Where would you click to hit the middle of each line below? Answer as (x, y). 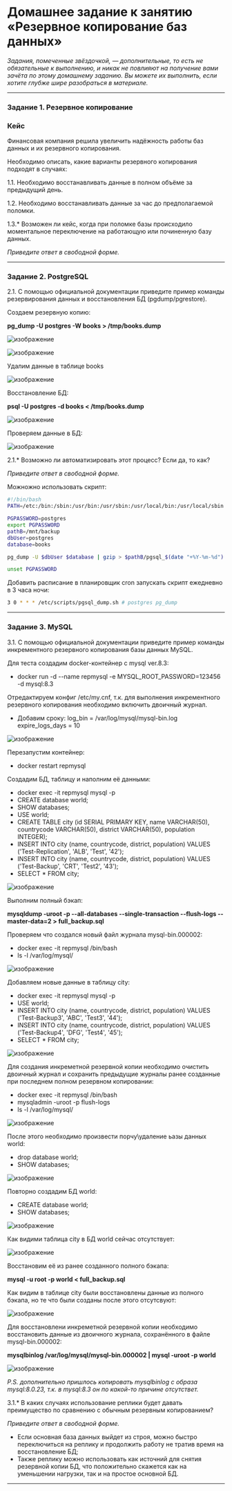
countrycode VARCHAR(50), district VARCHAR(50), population (106, 829)
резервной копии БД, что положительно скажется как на (102, 1466)
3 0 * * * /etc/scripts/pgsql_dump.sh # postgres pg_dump (92, 603)
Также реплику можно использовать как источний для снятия (109, 1458)
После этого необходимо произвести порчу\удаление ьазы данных (107, 1136)
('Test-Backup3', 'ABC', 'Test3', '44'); (70, 1017)
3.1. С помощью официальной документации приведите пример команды (116, 642)
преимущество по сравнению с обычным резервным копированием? (110, 1410)
